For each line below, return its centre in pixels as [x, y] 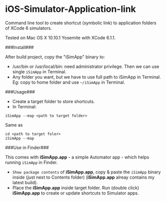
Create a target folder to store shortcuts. [54, 101]
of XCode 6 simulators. [28, 28]
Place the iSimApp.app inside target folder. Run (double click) [76, 188]
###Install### [19, 47]
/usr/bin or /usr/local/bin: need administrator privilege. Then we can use [86, 66]
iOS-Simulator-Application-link [71, 9]
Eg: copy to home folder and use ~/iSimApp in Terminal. [69, 82]
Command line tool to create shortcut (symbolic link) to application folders [81, 23]
